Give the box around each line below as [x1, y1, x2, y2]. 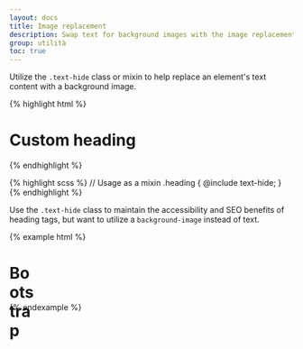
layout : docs [9, 13, 59, 23]
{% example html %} [9, 232, 87, 243]
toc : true [9, 47, 47, 56]
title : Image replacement [9, 22, 106, 31]
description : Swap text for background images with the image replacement [9, 30, 297, 39]
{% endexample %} [9, 302, 83, 312]
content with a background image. [9, 81, 137, 92]
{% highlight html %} [9, 98, 87, 109]
